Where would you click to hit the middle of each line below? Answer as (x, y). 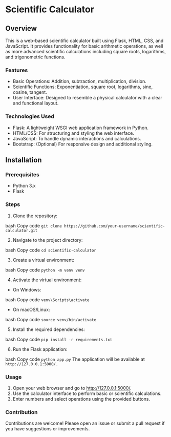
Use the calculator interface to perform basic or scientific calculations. (87, 393)
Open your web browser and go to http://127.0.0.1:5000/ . (72, 388)
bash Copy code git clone (34, 225)
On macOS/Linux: (31, 309)
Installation (24, 160)
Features (17, 70)
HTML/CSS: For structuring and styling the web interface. (73, 133)
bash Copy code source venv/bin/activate (51, 319)
